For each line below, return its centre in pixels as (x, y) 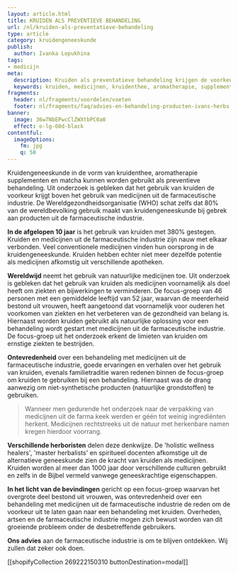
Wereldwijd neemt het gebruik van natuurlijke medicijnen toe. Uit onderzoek (119, 275)
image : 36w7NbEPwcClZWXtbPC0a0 (60, 119)
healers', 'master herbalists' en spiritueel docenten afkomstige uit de (107, 453)
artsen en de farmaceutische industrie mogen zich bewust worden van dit (115, 519)
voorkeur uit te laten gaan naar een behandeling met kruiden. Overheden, (114, 512)
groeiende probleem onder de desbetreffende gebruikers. (92, 527)
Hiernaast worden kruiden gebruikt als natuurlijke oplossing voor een (108, 321)
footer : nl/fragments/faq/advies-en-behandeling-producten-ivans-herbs (122, 107)
